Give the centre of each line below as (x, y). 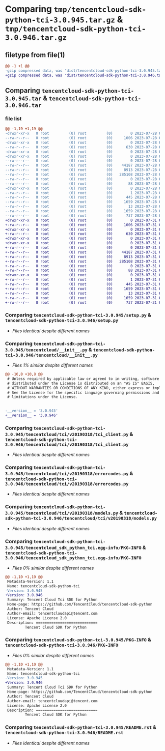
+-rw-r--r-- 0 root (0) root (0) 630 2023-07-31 (81, 234)
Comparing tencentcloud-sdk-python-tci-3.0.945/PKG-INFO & (78, 640)
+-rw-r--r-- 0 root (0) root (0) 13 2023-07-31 (81, 293)
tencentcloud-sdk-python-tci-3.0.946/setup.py (62, 321)
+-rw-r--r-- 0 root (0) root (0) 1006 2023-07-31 (81, 225)
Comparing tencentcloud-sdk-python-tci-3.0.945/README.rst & (81, 727)
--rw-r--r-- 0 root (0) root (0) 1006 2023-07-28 (81, 138)
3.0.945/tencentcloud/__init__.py (46, 350)
